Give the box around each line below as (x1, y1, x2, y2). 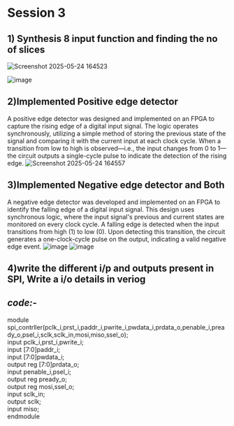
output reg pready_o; (7, 375, 68, 383)
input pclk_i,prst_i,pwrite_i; (7, 337, 84, 346)
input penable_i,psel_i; (7, 367, 72, 376)
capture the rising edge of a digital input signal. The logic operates (7, 122, 199, 130)
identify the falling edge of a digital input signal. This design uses (7, 205, 195, 214)
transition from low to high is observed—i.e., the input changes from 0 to (7, 144, 217, 152)
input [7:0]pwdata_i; (7, 353, 65, 361)
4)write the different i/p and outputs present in (7, 263, 214, 274)
